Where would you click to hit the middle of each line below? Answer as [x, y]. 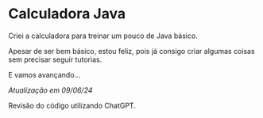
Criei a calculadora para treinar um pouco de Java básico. [103, 36]
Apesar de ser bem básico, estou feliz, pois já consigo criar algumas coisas [132, 51]
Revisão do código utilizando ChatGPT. [72, 105]
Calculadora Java [67, 14]
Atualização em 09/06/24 [50, 90]
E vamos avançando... [44, 74]
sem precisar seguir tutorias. [55, 59]
